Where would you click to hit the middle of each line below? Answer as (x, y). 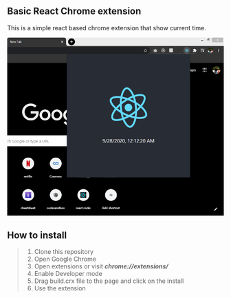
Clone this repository (64, 252)
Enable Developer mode (68, 274)
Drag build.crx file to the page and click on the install (109, 281)
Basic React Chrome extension (74, 11)
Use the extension (60, 288)
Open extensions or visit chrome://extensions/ (101, 266)
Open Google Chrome (65, 259)
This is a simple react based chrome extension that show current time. (107, 28)
